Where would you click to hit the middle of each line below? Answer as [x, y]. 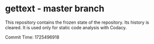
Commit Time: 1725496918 [32, 37]
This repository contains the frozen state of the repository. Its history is [77, 22]
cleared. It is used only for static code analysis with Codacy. [66, 27]
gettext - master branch [55, 9]
